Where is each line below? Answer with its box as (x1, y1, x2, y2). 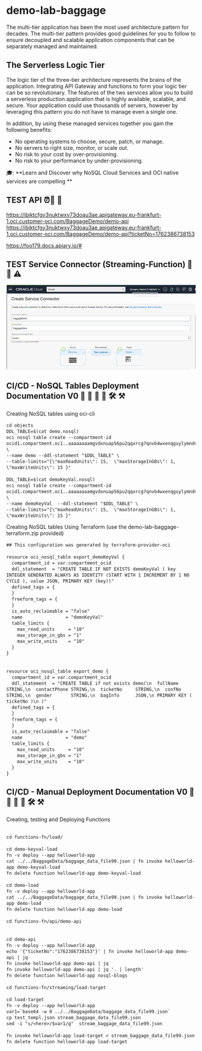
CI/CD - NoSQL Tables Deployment (6, 381, 139, 391)
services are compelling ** (6, 177, 73, 185)
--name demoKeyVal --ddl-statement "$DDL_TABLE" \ (6, 501, 138, 507)
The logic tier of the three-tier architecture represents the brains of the (6, 76, 182, 83)
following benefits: (6, 126, 52, 133)
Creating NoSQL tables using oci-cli (6, 410, 95, 417)
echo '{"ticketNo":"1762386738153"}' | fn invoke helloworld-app (6, 949, 173, 955)
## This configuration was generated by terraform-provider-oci (6, 542, 171, 548)
